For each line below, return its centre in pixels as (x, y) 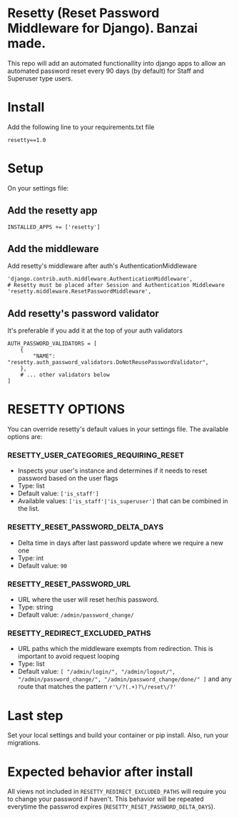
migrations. (24, 743)
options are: (25, 437)
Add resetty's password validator (83, 313)
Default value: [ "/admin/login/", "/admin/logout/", (97, 672)
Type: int (31, 557)
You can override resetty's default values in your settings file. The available (118, 429)
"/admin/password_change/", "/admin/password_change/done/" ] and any (124, 679)
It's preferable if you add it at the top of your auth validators (95, 330)
